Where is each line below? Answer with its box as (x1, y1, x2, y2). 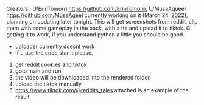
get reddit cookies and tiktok (15, 61, 87, 68)
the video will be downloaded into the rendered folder (15, 74, 150, 81)
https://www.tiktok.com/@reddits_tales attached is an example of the (15, 87, 189, 93)
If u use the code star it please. (15, 49, 93, 56)
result (15, 93, 30, 100)
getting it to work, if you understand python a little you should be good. (6, 31, 185, 38)
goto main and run (15, 67, 62, 75)
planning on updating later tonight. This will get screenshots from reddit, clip (6, 18, 198, 25)
